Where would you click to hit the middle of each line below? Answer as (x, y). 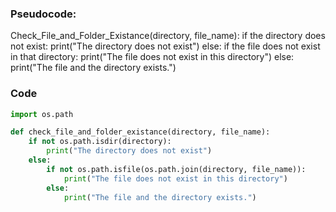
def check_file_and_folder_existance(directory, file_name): (140, 132)
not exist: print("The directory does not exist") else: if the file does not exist (165, 46)
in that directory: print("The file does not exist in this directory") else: (152, 57)
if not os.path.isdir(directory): (100, 142)
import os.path (42, 114)
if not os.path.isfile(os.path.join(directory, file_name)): (176, 169)
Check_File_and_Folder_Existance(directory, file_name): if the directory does (168, 36)
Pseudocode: (43, 14)
